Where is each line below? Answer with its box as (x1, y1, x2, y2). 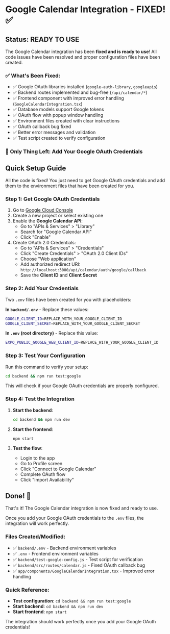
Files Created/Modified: (5, 533, 65, 540)
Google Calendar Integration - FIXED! (5, 4, 166, 15)
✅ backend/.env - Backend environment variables (12, 545, 116, 551)
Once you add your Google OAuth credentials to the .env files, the (5, 515, 144, 521)
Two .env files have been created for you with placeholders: (5, 296, 132, 302)
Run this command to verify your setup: (5, 364, 88, 370)
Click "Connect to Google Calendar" (20, 466, 96, 472)
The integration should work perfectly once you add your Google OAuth (5, 618, 156, 624)
